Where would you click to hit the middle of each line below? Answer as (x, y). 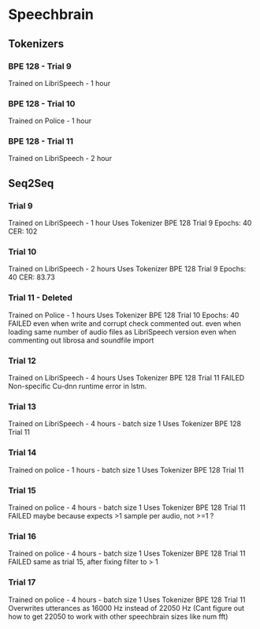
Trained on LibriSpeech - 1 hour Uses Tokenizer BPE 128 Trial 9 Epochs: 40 (130, 223)
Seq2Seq (31, 183)
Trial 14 (22, 453)
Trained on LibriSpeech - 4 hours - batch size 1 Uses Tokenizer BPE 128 (125, 424)
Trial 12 (22, 361)
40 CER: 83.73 (32, 277)
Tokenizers (36, 44)
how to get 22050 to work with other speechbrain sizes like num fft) (118, 616)
